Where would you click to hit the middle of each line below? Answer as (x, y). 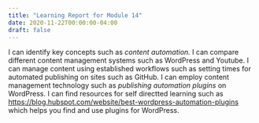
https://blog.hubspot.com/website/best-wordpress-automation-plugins (123, 102)
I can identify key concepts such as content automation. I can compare (124, 52)
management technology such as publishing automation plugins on (117, 85)
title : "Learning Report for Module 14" (76, 15)
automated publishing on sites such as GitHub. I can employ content (119, 77)
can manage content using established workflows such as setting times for (130, 69)
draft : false (30, 30)
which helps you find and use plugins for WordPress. (94, 110)
